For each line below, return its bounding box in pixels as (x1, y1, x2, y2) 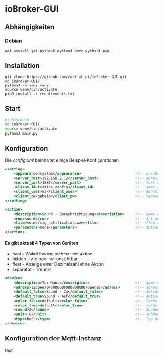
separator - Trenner (12, 266, 52, 272)
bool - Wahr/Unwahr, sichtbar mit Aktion (12, 251, 93, 257)
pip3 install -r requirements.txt (5, 91, 75, 96)
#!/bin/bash (5, 118, 29, 122)
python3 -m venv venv (5, 83, 49, 88)
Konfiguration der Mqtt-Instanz (5, 334, 102, 343)
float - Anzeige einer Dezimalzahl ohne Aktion (12, 261, 104, 267)
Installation (5, 62, 40, 70)
